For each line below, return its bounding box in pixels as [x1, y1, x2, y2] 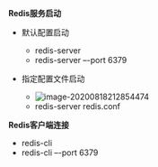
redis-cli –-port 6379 [21, 147, 99, 158]
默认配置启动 [21, 27, 69, 38]
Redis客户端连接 [8, 120, 69, 130]
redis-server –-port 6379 [34, 55, 127, 65]
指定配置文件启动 [21, 73, 85, 84]
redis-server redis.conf [34, 101, 121, 111]
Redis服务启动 [8, 8, 62, 18]
